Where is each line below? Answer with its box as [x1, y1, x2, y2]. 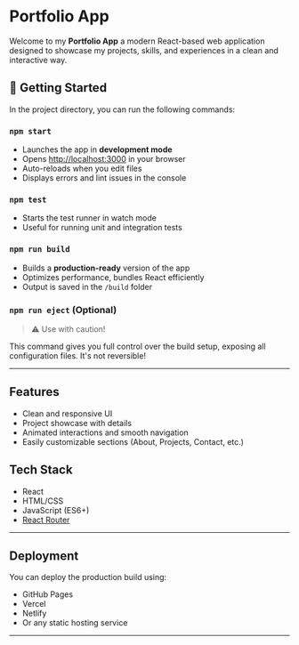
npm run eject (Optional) [9, 303, 117, 316]
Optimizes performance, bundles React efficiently [21, 271, 205, 282]
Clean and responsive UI [21, 407, 113, 419]
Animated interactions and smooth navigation [21, 427, 189, 438]
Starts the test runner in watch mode [21, 213, 158, 223]
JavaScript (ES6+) [21, 504, 90, 515]
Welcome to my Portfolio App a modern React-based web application [9, 36, 265, 46]
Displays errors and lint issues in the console [21, 173, 187, 183]
